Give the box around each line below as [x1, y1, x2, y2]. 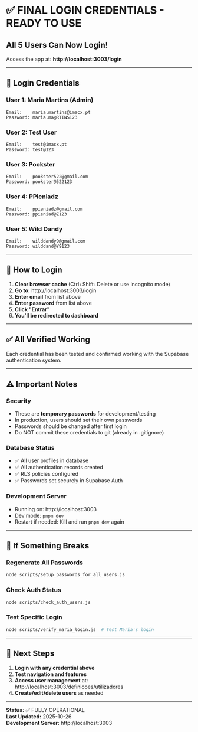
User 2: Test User [6, 128, 57, 136]
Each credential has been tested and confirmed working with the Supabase [6, 350, 189, 357]
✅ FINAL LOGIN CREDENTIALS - [6, 4, 164, 17]
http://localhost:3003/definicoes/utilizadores [14, 683, 124, 690]
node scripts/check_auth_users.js [6, 599, 91, 605]
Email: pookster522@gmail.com [6, 174, 88, 180]
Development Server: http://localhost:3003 [6, 719, 113, 726]
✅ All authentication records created [14, 464, 103, 471]
